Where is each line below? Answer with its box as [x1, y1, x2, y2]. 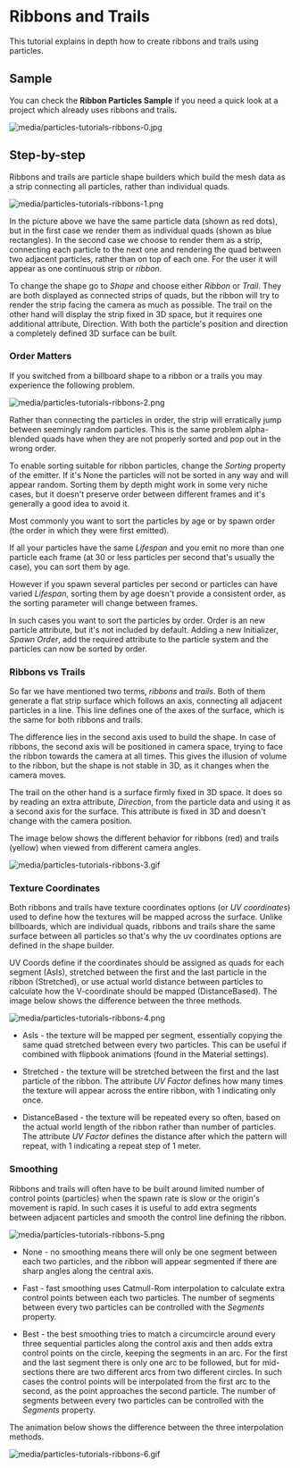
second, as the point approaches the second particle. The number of [21, 1385, 277, 1396]
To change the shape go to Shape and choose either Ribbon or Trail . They [9, 280, 282, 291]
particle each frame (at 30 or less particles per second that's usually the [9, 551, 275, 562]
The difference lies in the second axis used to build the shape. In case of [9, 732, 277, 742]
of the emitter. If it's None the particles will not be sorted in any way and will [9, 469, 288, 480]
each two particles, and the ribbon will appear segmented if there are [21, 1255, 278, 1266]
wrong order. [9, 442, 57, 453]
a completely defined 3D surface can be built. [9, 328, 178, 339]
